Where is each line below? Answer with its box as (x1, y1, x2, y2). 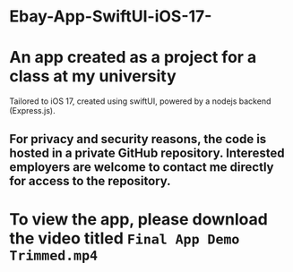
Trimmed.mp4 (9, 247, 99, 264)
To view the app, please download (9, 208, 269, 229)
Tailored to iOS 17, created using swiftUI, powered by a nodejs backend (9, 96, 271, 106)
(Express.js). (9, 106, 56, 116)
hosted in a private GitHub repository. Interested (9, 145, 285, 160)
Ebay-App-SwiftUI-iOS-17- (9, 6, 212, 27)
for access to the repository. (9, 173, 172, 189)
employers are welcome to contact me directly (9, 159, 274, 174)
